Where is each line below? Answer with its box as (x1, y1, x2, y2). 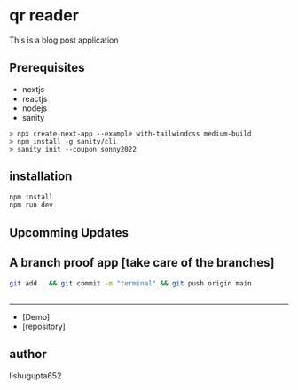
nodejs (21, 103, 47, 113)
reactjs (21, 93, 48, 104)
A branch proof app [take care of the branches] (9, 255, 275, 270)
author (9, 347, 47, 362)
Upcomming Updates (9, 225, 129, 240)
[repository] (21, 321, 67, 331)
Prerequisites (9, 60, 85, 75)
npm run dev (9, 200, 53, 209)
